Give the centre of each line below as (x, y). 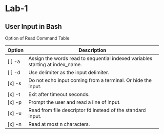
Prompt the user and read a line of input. (75, 102)
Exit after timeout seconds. (59, 94)
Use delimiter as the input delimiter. (69, 72)
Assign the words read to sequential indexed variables (91, 58)
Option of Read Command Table (37, 38)
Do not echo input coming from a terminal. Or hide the (90, 80)
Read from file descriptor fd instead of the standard (87, 110)
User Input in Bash (33, 27)
